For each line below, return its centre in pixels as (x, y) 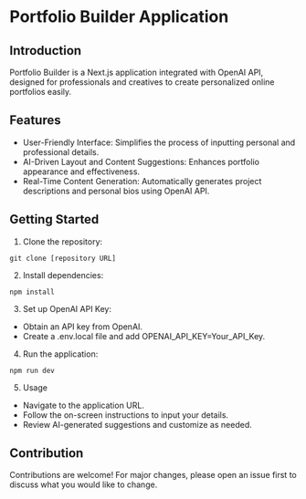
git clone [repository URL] (63, 258)
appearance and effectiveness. (81, 172)
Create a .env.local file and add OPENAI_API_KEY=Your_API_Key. (144, 336)
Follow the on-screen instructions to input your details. (126, 415)
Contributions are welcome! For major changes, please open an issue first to (153, 475)
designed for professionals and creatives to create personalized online (142, 82)
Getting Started (54, 219)
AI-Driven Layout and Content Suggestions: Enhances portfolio (141, 161)
